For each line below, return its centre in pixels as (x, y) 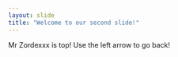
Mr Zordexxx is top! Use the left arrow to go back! (89, 45)
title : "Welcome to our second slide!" (74, 23)
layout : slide (32, 15)
